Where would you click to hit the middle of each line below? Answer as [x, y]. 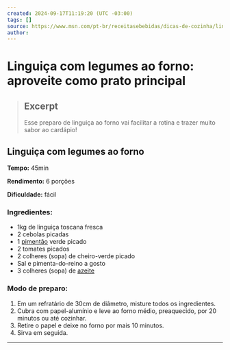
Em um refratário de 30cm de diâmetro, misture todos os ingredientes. [116, 303]
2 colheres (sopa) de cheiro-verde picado [76, 256]
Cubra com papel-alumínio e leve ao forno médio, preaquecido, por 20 [117, 311]
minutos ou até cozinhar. [52, 318]
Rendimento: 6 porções [41, 182]
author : [18, 33]
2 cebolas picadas [43, 234]
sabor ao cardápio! [50, 130]
